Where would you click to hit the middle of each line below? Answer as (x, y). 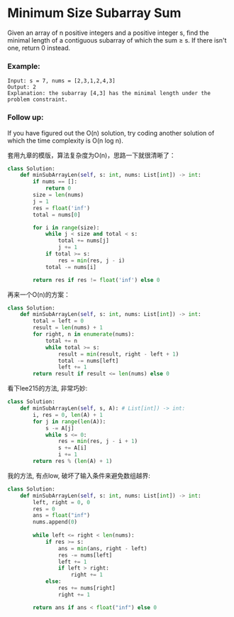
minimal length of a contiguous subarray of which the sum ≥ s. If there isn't (117, 40)
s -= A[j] (60, 428)
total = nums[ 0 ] (57, 214)
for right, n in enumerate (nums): (84, 334)
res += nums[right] (87, 588)
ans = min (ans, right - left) (102, 548)
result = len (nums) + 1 (68, 328)
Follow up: (26, 117)
